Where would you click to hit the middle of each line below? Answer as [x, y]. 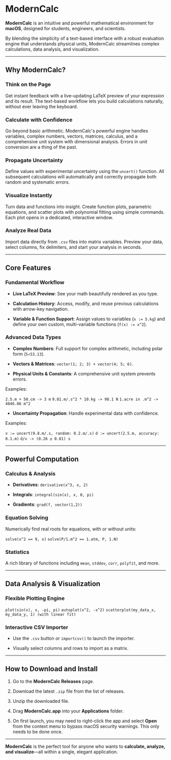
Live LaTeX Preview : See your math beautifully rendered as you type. [85, 293]
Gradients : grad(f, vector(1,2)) [47, 504]
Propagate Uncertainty [34, 160]
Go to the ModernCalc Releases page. [53, 681]
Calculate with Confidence [39, 119]
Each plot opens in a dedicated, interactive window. [59, 217]
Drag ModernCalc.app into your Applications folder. [68, 711]
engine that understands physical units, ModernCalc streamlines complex [82, 43]
